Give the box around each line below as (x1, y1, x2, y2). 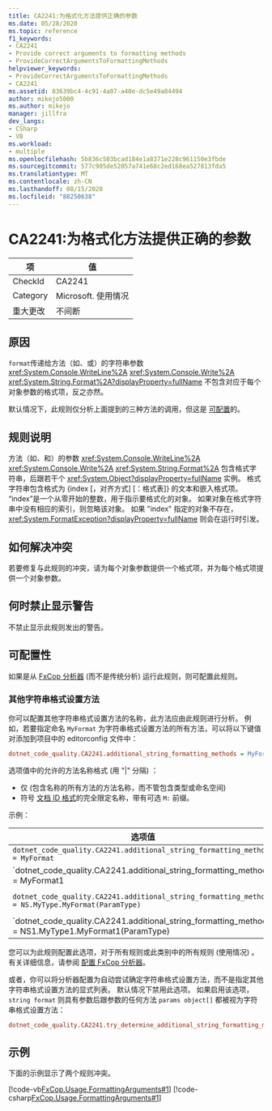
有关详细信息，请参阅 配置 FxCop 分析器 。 (8, 957, 150, 967)
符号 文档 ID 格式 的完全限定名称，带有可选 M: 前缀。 (19, 793, 194, 802)
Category (12, 289, 49, 300)
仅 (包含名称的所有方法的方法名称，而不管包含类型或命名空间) (19, 782, 227, 792)
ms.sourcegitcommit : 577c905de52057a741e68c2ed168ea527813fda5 (8, 163, 227, 171)
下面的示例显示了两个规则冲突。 (8, 1068, 115, 1078)
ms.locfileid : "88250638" (8, 192, 96, 201)
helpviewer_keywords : (8, 65, 82, 73)
